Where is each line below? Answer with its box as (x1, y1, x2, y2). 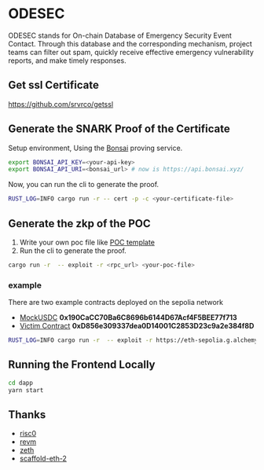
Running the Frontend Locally (8, 358, 156, 372)
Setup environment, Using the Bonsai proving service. (8, 143, 183, 152)
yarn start (8, 386, 44, 394)
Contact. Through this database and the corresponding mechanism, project (8, 39, 253, 48)
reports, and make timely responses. (8, 56, 127, 65)
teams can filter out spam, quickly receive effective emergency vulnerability (8, 47, 254, 57)
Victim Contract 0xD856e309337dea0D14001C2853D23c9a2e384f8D (19, 321, 255, 331)
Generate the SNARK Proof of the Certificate (8, 123, 230, 136)
